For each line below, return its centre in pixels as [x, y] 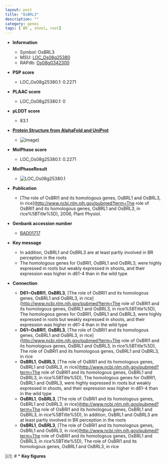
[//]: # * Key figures [25, 456]
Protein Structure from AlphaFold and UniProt [60, 131]
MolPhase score [29, 150]
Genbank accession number [42, 224]
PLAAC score [26, 92]
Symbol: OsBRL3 [37, 52]
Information [25, 42]
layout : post [19, 10]
